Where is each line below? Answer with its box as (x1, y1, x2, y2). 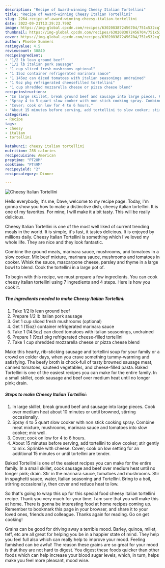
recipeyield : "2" (5, 166, 41, 172)
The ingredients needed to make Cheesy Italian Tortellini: (5, 296, 125, 301)
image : (5, 26, 19, 30)
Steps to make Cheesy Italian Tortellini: (5, 391, 87, 397)
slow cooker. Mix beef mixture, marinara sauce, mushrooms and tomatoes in (5, 254, 160, 260)
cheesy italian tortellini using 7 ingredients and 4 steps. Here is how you (5, 279, 151, 285)
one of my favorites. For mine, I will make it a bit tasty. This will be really (5, 209, 151, 215)
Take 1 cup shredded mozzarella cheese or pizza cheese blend (12, 339, 140, 345)
